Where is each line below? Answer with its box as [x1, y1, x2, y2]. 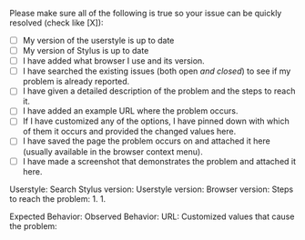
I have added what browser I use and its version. [22, 55, 205, 66]
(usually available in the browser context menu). [22, 145, 203, 157]
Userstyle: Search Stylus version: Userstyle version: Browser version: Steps [9, 184, 294, 195]
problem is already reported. [22, 76, 130, 87]
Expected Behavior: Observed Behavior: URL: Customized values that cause [9, 211, 295, 222]
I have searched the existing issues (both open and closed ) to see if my [22, 65, 291, 76]
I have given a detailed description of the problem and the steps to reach [22, 85, 296, 96]
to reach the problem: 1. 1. [9, 193, 107, 204]
